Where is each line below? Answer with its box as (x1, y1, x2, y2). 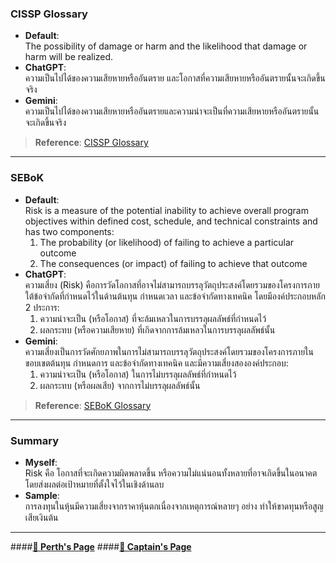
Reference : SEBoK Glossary (34, 399, 152, 411)
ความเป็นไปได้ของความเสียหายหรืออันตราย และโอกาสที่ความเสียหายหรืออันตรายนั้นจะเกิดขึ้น (24, 72, 326, 84)
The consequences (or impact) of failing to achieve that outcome (39, 257, 308, 269)
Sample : (24, 489, 60, 501)
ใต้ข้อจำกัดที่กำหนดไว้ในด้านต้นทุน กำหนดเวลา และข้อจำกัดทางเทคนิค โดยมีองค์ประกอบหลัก (24, 290, 326, 302)
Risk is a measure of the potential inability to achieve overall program (24, 204, 309, 216)
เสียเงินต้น (24, 511, 59, 523)
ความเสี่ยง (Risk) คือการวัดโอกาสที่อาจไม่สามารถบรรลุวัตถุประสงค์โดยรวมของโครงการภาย (24, 278, 320, 291)
